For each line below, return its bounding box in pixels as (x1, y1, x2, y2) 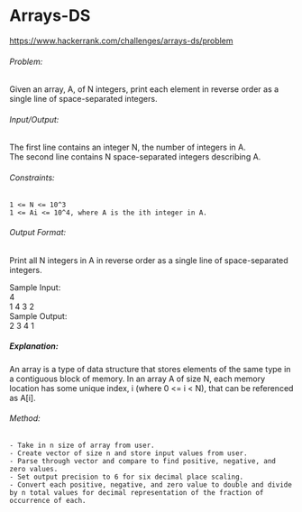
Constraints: (9, 172, 56, 183)
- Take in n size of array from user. (9, 441, 155, 450)
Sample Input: (9, 281, 61, 293)
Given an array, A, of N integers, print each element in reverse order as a (9, 84, 279, 95)
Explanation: (9, 341, 59, 352)
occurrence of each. (9, 496, 87, 505)
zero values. (9, 464, 59, 473)
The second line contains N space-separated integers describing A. (9, 151, 261, 162)
